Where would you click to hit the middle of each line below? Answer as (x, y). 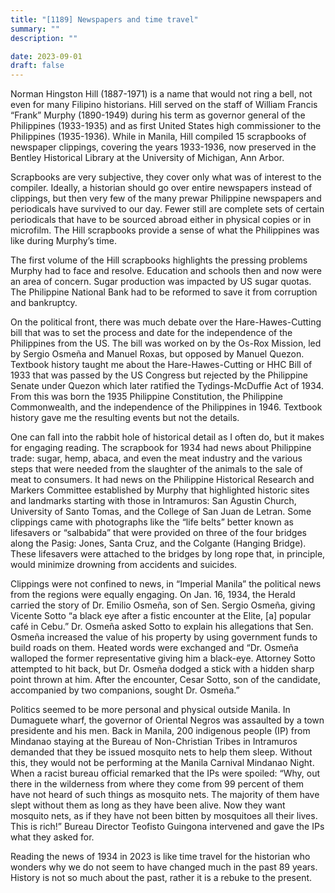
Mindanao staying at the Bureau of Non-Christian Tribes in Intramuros (154, 742)
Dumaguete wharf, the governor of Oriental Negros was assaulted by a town (167, 720)
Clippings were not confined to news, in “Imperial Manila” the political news (166, 584)
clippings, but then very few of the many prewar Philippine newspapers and (166, 198)
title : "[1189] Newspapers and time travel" (104, 19)
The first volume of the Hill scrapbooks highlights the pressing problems (159, 260)
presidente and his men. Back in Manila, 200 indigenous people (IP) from (160, 731)
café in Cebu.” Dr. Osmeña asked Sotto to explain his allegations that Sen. (162, 627)
